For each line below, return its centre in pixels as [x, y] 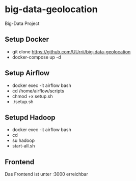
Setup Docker [27, 39]
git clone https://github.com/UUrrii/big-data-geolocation [71, 51]
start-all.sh [23, 146]
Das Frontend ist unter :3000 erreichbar [47, 174]
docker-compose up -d [37, 57]
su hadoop [23, 140]
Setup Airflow [27, 73]
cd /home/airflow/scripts [38, 90]
